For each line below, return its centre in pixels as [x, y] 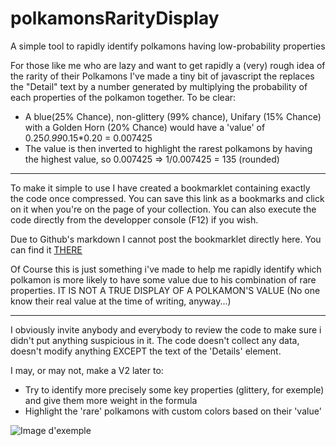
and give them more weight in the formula [111, 400]
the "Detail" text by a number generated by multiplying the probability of [159, 86]
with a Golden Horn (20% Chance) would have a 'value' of [145, 127]
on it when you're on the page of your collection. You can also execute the [163, 209]
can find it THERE [46, 249]
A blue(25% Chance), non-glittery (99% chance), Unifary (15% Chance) [173, 116]
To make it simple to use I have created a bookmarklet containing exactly [160, 188]
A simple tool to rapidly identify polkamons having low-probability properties [168, 46]
